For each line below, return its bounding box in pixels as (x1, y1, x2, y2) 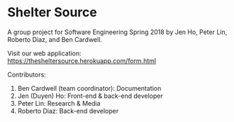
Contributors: (7, 70, 46, 79)
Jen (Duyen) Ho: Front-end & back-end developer (17, 91, 163, 100)
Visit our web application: (7, 49, 82, 57)
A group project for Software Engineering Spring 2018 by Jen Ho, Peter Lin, (7, 28, 228, 36)
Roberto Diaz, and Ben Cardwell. (7, 35, 103, 43)
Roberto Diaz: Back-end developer (17, 106, 119, 115)
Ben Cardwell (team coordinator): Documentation (17, 84, 162, 92)
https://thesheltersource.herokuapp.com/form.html (7, 56, 157, 65)
